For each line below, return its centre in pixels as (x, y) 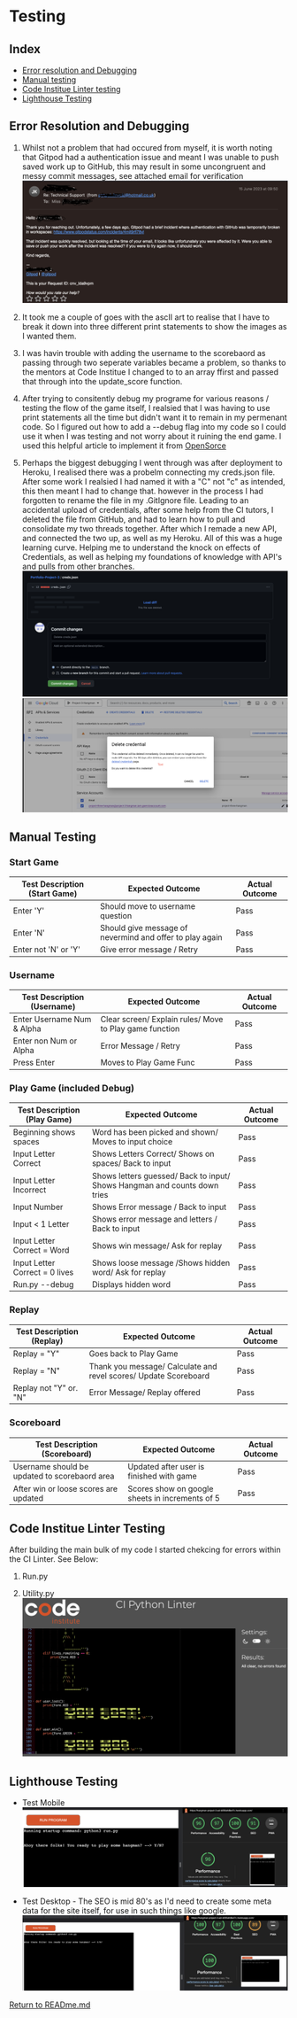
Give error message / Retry (149, 950)
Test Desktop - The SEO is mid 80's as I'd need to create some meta (147, 1901)
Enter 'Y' (29, 911)
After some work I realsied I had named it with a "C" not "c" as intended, (153, 481)
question (116, 915)
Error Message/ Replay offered (145, 1393)
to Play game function (140, 1028)
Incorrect (30, 1190)
